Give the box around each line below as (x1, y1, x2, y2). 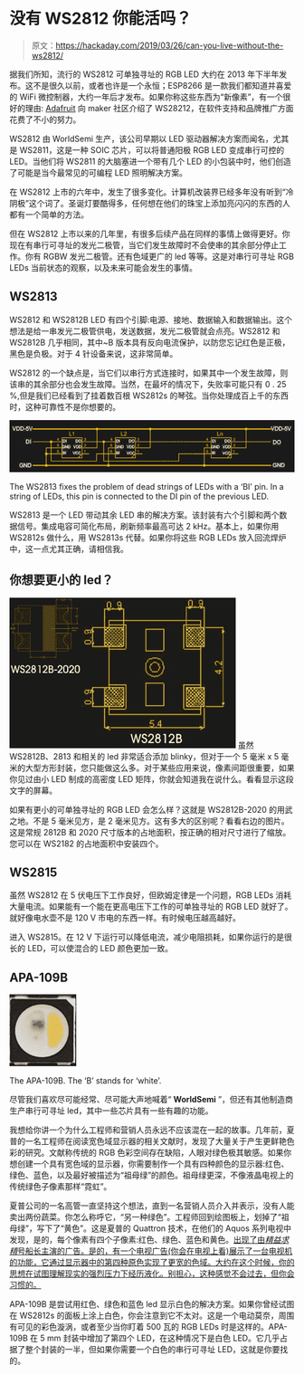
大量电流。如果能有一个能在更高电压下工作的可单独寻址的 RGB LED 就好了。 (9, 902, 293, 912)
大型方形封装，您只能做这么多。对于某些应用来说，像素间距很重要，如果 (24, 762, 295, 773)
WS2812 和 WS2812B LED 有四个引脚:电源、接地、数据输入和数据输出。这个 (9, 314, 292, 325)
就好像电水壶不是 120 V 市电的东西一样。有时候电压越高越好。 (9, 912, 242, 923)
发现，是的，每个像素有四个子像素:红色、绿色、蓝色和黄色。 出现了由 (9, 1235, 266, 1245)
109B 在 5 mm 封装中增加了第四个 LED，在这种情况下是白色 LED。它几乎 (9, 1332, 280, 1344)
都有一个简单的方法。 (9, 209, 89, 220)
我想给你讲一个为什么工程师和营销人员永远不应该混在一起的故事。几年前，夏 (9, 1124, 295, 1136)
